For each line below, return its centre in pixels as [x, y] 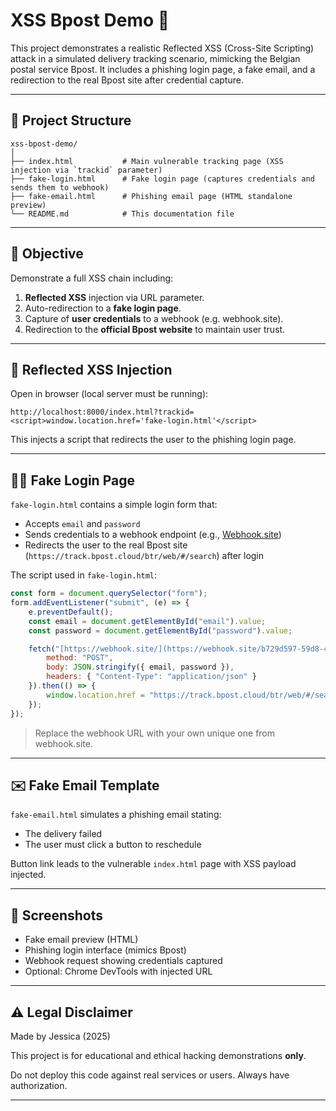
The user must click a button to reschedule [113, 845]
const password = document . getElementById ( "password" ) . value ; [160, 630]
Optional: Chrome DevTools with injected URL [118, 971]
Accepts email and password [82, 524]
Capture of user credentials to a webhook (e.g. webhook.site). [154, 318]
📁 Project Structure [71, 120]
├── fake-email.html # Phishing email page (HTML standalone [151, 196]
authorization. [39, 1085]
